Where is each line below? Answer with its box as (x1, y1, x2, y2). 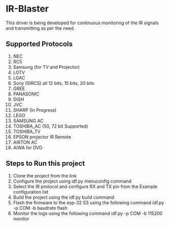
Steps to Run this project (6, 159, 85, 168)
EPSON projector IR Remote (13, 133, 71, 140)
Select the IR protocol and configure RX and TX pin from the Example (13, 183, 158, 190)
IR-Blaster (6, 3, 49, 15)
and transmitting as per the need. (6, 25, 75, 31)
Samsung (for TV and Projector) (13, 64, 80, 70)
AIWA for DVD (13, 145, 43, 151)
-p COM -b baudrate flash (13, 205, 68, 211)
